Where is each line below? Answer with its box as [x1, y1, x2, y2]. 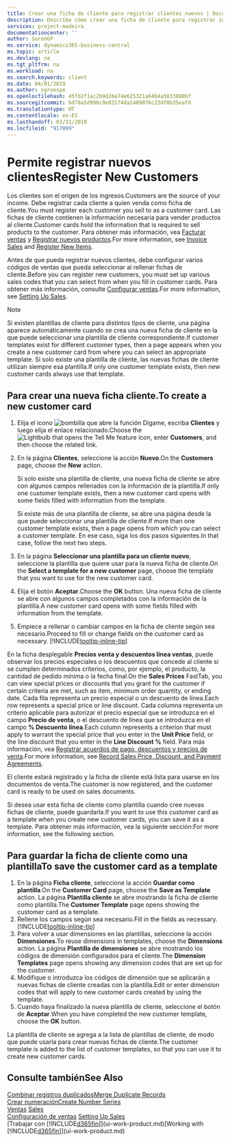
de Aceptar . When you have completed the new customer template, [16, 1010, 207, 1018]
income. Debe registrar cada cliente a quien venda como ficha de [7, 199, 192, 207]
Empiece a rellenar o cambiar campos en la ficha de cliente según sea [16, 622, 215, 631]
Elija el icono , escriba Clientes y [16, 419, 220, 427]
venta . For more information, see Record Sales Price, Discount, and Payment [7, 752, 221, 761]
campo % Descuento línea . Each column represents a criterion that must [7, 723, 212, 731]
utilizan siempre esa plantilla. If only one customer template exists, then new [7, 363, 220, 371]
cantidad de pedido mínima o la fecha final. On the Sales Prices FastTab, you [7, 672, 222, 680]
